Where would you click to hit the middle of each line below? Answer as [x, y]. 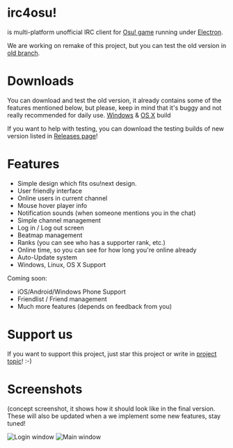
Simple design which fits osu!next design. [77, 183]
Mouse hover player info [52, 205]
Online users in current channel [62, 198]
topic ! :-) [20, 361]
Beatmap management [50, 235]
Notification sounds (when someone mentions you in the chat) [106, 213]
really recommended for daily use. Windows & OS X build [89, 115]
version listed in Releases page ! [53, 136]
